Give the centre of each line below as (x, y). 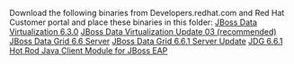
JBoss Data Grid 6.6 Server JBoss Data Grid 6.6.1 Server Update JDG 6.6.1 (146, 41)
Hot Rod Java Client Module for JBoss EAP (89, 51)
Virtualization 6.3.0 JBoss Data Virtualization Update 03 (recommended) (143, 32)
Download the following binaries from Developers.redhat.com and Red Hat (147, 13)
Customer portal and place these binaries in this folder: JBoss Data (134, 22)
